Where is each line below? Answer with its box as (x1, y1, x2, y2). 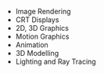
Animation (15, 40, 48, 50)
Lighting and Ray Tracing (15, 57, 96, 66)
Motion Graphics (15, 31, 70, 41)
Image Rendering (15, 7, 71, 16)
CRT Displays (15, 15, 59, 24)
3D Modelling (15, 49, 59, 57)
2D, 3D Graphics (15, 24, 69, 32)
